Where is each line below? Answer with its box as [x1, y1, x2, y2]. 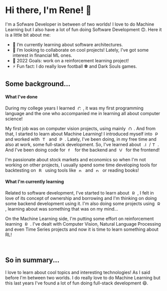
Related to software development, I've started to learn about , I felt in [5, 189, 154, 196]
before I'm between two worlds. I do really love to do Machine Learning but [5, 274, 160, 280]
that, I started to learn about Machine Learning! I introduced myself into [5, 131, 153, 137]
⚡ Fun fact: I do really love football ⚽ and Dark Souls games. [12, 63, 137, 69]
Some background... [5, 80, 71, 88]
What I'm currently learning [5, 178, 64, 185]
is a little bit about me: [5, 32, 51, 38]
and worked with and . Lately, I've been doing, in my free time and [5, 136, 156, 142]
